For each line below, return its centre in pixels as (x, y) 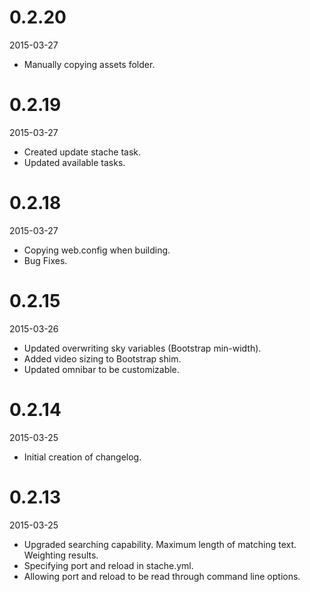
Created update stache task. (82, 152)
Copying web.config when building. (97, 250)
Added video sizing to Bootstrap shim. (102, 358)
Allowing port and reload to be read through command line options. (162, 576)
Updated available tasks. (74, 162)
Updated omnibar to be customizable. (101, 369)
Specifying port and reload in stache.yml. (108, 565)
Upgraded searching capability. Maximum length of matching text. (160, 544)
